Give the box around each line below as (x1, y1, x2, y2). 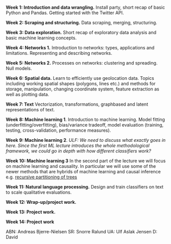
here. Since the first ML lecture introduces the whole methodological (6, 142, 150, 148)
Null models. (6, 66, 32, 71)
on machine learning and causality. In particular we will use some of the (6, 163, 156, 169)
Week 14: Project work (6, 219, 54, 225)
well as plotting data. (6, 91, 49, 97)
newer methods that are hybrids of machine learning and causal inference (6, 169, 161, 174)
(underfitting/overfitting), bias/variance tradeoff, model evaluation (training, (6, 122, 164, 128)
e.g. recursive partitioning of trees (6, 174, 77, 180)
